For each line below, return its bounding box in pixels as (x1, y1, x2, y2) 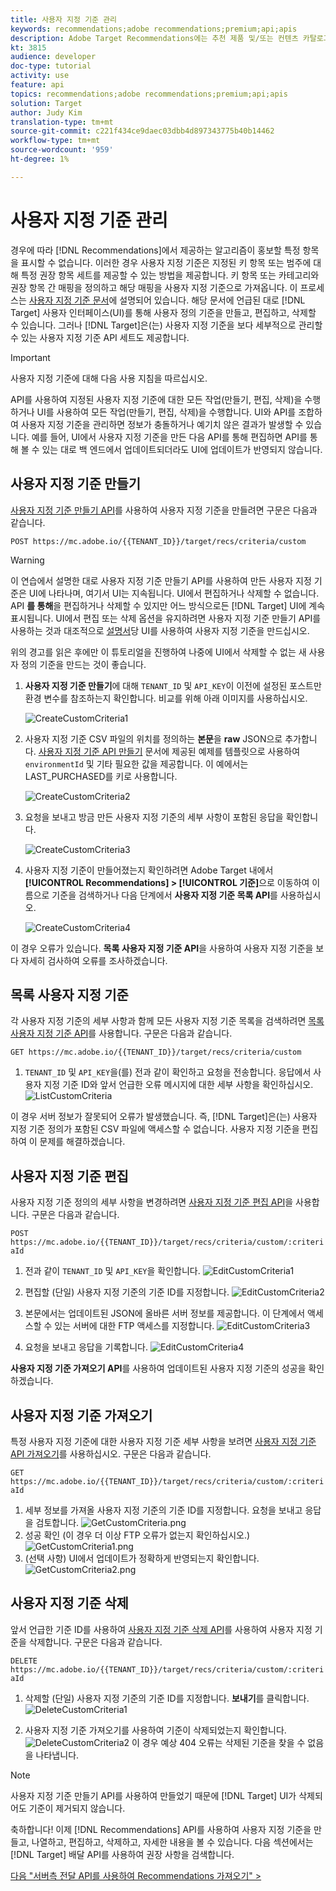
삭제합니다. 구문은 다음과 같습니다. (28, 1636, 163, 1648)
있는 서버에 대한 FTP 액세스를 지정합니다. (54, 1320, 215, 1332)
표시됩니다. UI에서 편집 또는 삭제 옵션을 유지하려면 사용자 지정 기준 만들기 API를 (10, 612, 322, 624)
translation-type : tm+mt (10, 117, 114, 127)
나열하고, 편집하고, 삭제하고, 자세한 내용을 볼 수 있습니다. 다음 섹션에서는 (31, 1836, 314, 1848)
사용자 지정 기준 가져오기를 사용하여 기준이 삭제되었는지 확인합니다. (24, 1724, 287, 1736)
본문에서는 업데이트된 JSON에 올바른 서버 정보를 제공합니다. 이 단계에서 (24, 1307, 306, 1320)
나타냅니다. (35, 1749, 80, 1761)
